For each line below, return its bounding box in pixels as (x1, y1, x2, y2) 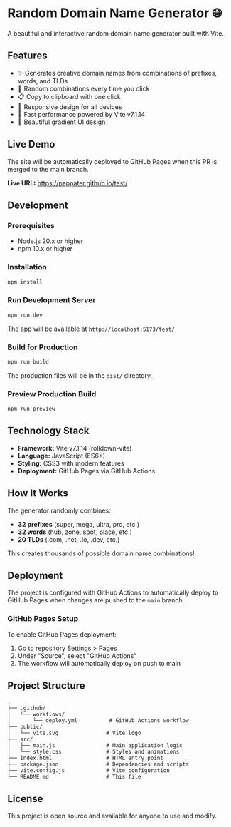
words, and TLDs (17, 76, 68, 85)
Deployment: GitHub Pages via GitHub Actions (17, 466, 156, 475)
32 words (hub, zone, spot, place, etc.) (17, 528, 133, 536)
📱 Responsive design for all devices (17, 102, 122, 111)
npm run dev (7, 312, 43, 319)
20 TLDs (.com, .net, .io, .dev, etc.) (17, 535, 120, 543)
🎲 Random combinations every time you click (17, 84, 150, 93)
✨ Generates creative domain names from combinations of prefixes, (17, 68, 217, 77)
